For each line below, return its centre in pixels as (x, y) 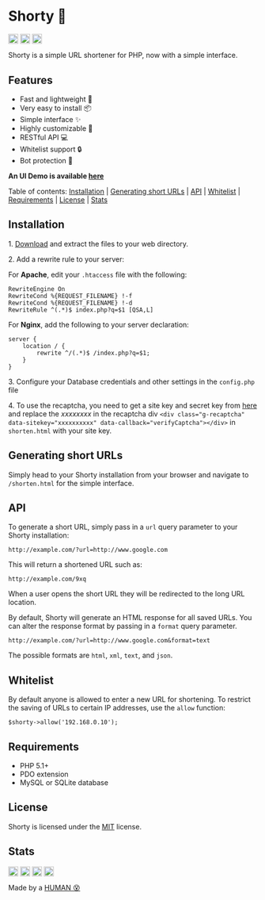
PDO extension (44, 774)
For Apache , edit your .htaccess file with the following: (98, 274)
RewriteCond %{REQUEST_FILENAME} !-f (70, 296)
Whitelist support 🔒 (51, 149)
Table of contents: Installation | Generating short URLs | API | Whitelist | (125, 191)
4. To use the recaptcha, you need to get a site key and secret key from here (132, 405)
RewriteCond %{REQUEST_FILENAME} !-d (70, 303)
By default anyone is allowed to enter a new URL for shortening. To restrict (130, 699)
